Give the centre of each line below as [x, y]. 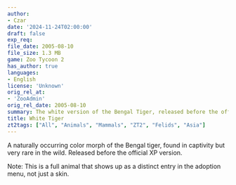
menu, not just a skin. [38, 174]
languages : [23, 72]
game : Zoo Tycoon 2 [36, 60]
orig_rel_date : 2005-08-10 [47, 106]
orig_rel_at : [26, 92]
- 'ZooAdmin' [26, 99]
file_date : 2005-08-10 [40, 46]
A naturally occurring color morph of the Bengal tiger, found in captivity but [116, 145]
